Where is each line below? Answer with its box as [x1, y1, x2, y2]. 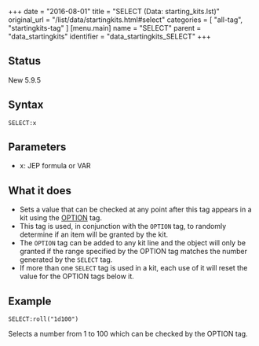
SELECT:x [8, 119, 37, 127]
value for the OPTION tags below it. [19, 271, 135, 282]
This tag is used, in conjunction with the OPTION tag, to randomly [19, 222, 227, 231]
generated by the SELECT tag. [19, 255, 113, 264]
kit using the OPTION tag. [19, 213, 102, 223]
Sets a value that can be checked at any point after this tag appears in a [19, 204, 253, 215]
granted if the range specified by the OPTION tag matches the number [19, 247, 248, 256]
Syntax [8, 98, 44, 112]
